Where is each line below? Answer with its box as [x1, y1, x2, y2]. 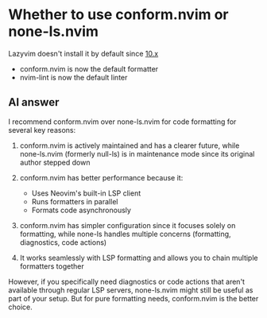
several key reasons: [8, 125, 76, 134]
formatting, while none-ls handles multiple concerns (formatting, [19, 229, 232, 238]
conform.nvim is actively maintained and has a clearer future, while [19, 141, 240, 150]
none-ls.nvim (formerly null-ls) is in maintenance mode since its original [19, 149, 255, 158]
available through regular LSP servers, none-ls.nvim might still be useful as [8, 285, 253, 295]
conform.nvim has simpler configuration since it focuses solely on [19, 220, 236, 230]
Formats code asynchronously [31, 205, 131, 215]
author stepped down [19, 157, 91, 167]
